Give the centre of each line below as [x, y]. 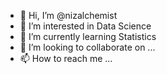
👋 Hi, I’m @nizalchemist [68, 15]
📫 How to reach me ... [66, 58]
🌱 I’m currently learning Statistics [88, 36]
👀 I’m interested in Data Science [85, 26]
